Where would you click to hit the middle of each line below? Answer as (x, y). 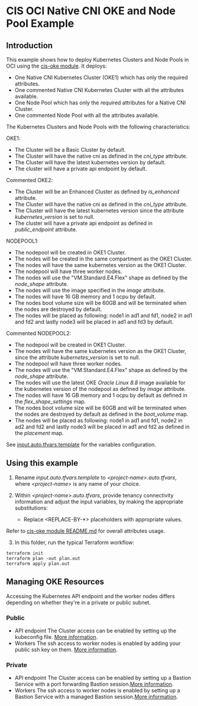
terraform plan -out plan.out (43, 558)
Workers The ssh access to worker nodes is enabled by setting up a (97, 691)
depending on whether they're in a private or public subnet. (79, 602)
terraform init (25, 553)
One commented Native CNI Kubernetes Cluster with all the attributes (99, 90)
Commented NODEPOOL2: (39, 333)
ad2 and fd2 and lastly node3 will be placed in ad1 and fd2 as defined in (102, 427)
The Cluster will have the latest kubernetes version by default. (90, 162)
